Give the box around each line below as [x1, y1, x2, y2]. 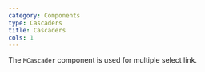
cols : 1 [8, 33, 34, 42]
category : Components [8, 11, 81, 20]
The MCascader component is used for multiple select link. [8, 55, 198, 65]
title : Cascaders [8, 26, 66, 34]
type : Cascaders [8, 19, 62, 27]
